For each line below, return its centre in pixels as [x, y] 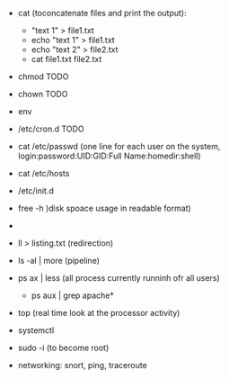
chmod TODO [43, 77]
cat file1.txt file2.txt [66, 59]
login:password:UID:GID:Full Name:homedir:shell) [109, 156]
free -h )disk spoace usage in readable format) [104, 208]
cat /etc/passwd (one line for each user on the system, [119, 146]
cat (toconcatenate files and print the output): [102, 13]
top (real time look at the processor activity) [99, 313]
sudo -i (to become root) [63, 347]
